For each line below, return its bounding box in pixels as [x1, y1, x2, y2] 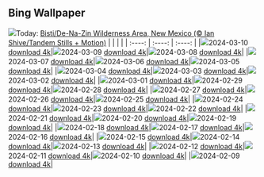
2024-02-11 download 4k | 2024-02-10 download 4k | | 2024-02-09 [8, 151, 240, 160]
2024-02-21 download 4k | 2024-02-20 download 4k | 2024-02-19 [8, 113, 237, 122]
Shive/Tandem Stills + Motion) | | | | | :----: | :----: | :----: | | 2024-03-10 [8, 37, 248, 47]
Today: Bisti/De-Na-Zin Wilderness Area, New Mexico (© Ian [16, 28, 215, 38]
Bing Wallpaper [8, 6, 86, 20]
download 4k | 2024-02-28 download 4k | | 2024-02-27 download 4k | [8, 85, 247, 94]
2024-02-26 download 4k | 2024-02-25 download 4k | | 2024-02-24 [8, 94, 243, 104]
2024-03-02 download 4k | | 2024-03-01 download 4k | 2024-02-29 [8, 75, 243, 85]
